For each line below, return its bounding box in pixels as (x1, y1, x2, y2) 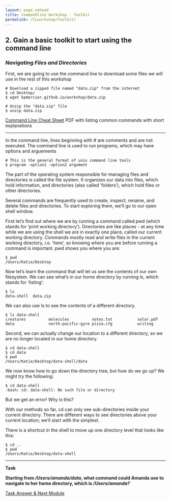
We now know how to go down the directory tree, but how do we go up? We (5, 368, 165, 374)
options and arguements (5, 148, 57, 154)
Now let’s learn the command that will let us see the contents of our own (5, 269, 157, 275)
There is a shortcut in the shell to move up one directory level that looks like (5, 427, 164, 433)
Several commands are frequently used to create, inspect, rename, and (5, 197, 155, 204)
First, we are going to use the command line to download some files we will (5, 71, 163, 77)
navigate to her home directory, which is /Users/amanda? (5, 480, 130, 487)
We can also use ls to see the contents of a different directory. (5, 303, 136, 309)
